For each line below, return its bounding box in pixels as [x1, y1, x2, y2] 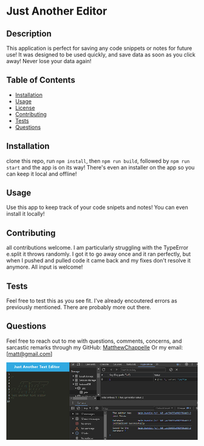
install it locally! [6, 210, 45, 218]
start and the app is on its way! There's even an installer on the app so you [6, 163, 195, 171]
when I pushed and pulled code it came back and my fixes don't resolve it [6, 257, 191, 264]
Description [6, 29, 52, 39]
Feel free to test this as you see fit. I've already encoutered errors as [6, 297, 177, 304]
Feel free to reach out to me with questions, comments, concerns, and [6, 337, 182, 345]
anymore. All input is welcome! [6, 263, 83, 271]
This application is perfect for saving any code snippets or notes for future [6, 44, 192, 52]
